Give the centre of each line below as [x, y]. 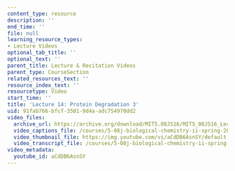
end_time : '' [26, 27]
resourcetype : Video [37, 91]
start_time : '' [29, 98]
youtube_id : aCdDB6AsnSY [50, 157]
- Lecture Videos [33, 46]
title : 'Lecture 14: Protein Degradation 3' [73, 105]
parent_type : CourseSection [48, 72]
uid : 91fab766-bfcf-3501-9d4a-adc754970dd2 [72, 111]
